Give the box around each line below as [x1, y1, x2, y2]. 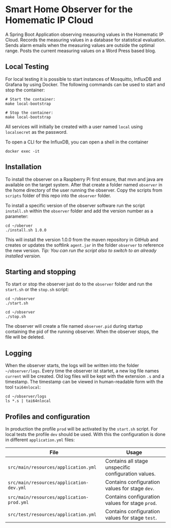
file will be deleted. [5, 334, 45, 340]
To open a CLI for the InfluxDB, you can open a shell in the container [5, 139, 149, 145]
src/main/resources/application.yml [8, 465, 97, 470]
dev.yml [8, 485, 26, 491]
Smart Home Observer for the [5, 4, 133, 15]
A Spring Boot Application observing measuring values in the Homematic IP [5, 31, 164, 37]
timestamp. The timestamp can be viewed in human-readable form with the [5, 379, 163, 385]
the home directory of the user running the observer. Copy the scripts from [5, 187, 163, 193]
